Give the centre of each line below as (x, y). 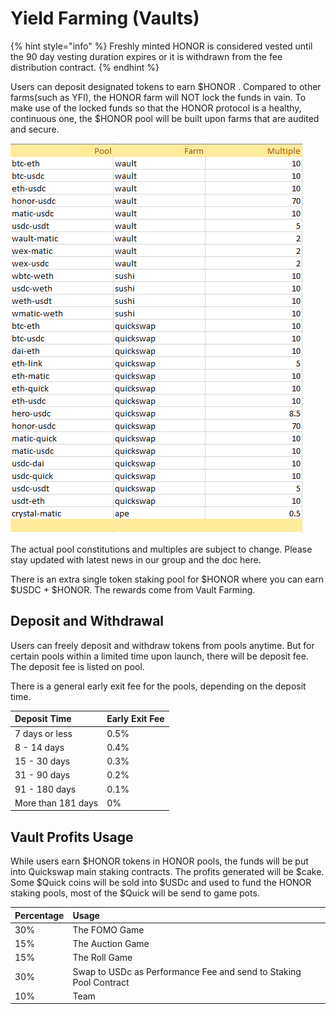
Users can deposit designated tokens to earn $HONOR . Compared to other (166, 86)
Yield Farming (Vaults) (105, 18)
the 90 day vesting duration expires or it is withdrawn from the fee (146, 56)
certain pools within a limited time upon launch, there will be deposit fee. (159, 656)
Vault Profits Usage (72, 837)
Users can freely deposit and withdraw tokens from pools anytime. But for (162, 645)
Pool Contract (101, 982)
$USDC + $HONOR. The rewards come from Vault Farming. (133, 589)
